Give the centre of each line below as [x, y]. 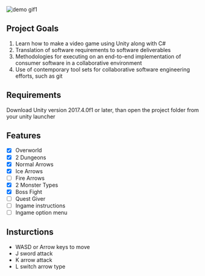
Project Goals [33, 28]
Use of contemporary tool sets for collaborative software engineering [102, 69]
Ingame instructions [40, 206]
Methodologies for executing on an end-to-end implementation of [98, 56]
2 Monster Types [36, 185]
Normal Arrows [34, 164]
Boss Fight [29, 192]
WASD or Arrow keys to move [53, 247]
